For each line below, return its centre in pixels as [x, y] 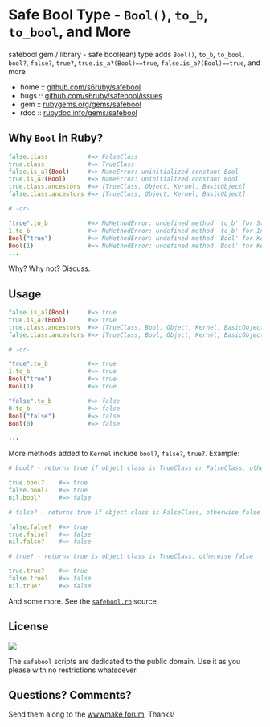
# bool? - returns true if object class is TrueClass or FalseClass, [127, 468]
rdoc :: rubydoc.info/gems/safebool [79, 112]
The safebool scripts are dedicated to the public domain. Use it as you [125, 661]
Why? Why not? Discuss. [49, 268]
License [29, 627]
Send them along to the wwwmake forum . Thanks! [92, 714]
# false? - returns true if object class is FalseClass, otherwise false [135, 512]
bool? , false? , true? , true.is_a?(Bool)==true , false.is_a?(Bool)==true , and [135, 63]
